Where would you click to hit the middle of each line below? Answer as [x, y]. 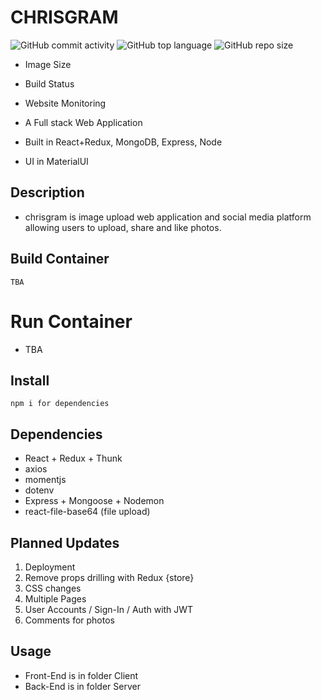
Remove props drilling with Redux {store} [109, 577]
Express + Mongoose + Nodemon [94, 501]
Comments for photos [69, 620]
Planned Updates [65, 542]
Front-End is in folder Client [81, 675]
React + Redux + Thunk [73, 458]
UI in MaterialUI [56, 161]
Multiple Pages [55, 598]
